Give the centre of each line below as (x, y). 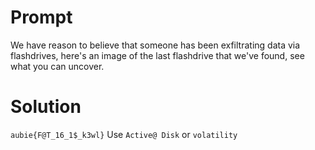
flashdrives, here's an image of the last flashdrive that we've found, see (157, 55)
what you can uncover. (57, 66)
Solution (46, 107)
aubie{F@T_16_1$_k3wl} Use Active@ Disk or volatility (124, 134)
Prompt (41, 17)
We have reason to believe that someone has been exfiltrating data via (155, 45)
